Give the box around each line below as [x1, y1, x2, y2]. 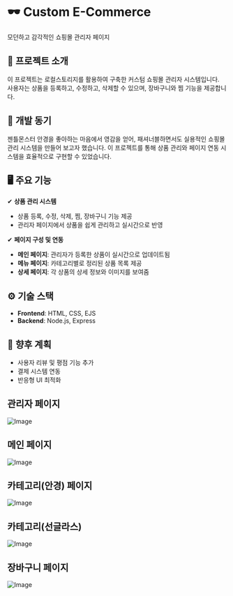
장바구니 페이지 [7, 561, 69, 574]
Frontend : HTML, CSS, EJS [17, 310, 96, 318]
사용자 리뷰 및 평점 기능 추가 [17, 358, 94, 367]
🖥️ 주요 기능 [7, 174, 52, 186]
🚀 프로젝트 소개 [7, 55, 68, 67]
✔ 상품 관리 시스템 [7, 197, 57, 206]
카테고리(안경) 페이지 [7, 480, 93, 492]
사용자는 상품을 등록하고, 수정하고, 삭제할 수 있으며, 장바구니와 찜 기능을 [7, 84, 202, 92]
